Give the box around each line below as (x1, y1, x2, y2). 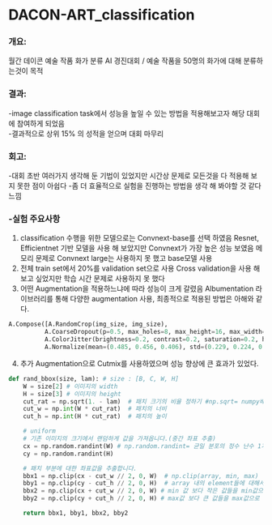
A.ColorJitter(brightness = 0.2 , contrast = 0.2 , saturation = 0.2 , (44, 335, 259, 344)
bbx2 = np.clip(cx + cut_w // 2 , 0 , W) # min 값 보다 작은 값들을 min (23, 487, 253, 495)
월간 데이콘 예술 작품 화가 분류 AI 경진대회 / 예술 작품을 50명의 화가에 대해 (8, 56, 242, 66)
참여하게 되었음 (16, 118, 65, 128)
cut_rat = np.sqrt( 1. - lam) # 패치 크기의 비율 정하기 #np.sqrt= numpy (23, 397, 261, 406)
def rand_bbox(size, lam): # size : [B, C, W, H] (8, 374, 180, 382)
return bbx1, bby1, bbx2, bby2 (23, 509, 129, 517)
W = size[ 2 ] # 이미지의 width (23, 382, 118, 391)
